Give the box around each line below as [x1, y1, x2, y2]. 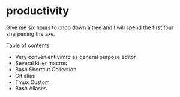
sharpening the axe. [6, 30, 56, 37]
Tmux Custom [14, 79, 50, 86]
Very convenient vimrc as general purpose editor [14, 53, 136, 60]
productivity [6, 4, 70, 18]
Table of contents [6, 42, 50, 49]
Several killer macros [14, 60, 67, 67]
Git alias [14, 72, 35, 79]
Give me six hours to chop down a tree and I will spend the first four [6, 24, 174, 31]
